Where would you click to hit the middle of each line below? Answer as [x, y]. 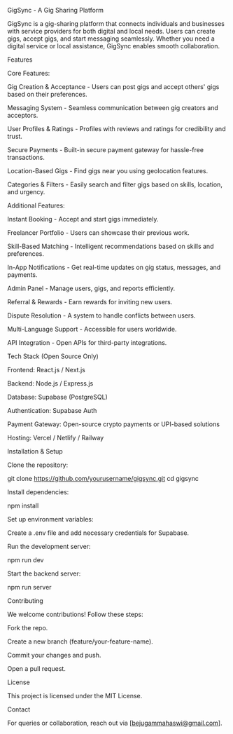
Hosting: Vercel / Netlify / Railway [56, 438]
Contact [19, 709]
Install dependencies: [38, 492]
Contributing [25, 601]
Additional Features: [36, 205]
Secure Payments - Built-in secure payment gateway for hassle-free [106, 150]
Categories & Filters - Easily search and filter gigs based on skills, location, [115, 184]
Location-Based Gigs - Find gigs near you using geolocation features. [108, 171]
